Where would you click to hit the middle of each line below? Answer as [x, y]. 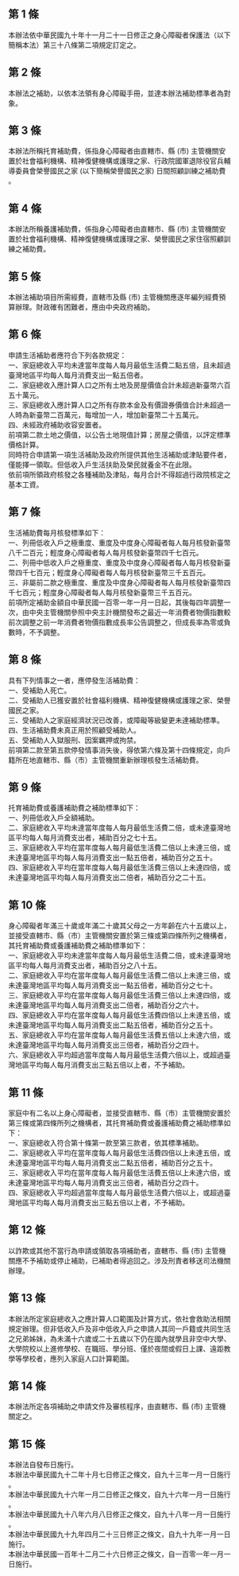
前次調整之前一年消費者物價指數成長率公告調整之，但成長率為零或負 [119, 622]
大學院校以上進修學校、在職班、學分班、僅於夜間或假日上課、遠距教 [119, 1348]
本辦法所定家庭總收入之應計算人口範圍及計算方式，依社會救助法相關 [119, 1318]
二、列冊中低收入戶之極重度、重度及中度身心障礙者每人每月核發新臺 [119, 562]
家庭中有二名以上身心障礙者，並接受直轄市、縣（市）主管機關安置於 [119, 1113]
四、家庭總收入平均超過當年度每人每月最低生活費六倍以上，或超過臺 [119, 1193]
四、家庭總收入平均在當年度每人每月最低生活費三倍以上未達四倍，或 [119, 868]
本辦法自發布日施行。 [43, 1465]
